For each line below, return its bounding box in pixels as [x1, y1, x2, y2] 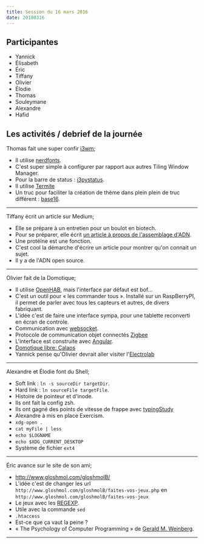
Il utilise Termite [15, 183, 55, 190]
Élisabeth [15, 59, 38, 67]
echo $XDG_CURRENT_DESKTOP [15, 439, 84, 445]
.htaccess [15, 514, 41, 520]
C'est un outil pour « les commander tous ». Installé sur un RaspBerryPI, [15, 293, 195, 300]
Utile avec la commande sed [15, 506, 86, 513]
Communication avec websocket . [15, 325, 99, 332]
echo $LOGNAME [15, 432, 51, 439]
